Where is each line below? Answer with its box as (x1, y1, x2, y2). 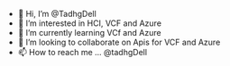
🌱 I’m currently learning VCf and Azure (17, 28, 161, 37)
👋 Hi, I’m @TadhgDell (17, 9, 97, 19)
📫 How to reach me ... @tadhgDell (17, 47, 147, 57)
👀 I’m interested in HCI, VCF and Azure (17, 18, 162, 29)
